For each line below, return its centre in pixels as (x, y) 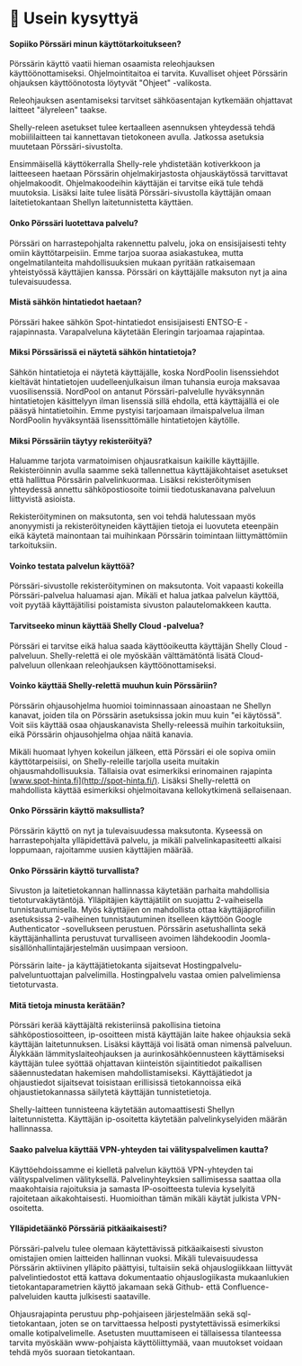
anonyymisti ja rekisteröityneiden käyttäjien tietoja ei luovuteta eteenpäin (144, 526)
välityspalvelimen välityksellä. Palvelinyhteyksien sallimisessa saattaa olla (145, 1179)
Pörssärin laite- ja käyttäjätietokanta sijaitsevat (95, 965)
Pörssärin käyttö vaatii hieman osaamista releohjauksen (112, 64)
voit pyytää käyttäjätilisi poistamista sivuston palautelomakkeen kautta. (140, 605)
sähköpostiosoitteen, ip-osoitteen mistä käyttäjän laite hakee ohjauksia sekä (150, 1034)
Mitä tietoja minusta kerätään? (67, 1005)
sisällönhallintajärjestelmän (59, 948)
